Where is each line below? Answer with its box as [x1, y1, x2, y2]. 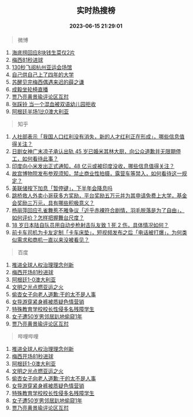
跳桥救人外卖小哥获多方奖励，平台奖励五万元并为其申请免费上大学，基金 [11, 192, 187, 199]
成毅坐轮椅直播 [11, 86, 48, 93]
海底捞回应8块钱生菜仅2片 [11, 49, 75, 56]
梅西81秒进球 [11, 56, 44, 63]
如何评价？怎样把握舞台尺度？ [11, 214, 84, 221]
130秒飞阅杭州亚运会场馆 [11, 64, 72, 71]
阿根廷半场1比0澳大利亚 [11, 108, 69, 115]
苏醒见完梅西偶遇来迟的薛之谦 [11, 78, 84, 86]
